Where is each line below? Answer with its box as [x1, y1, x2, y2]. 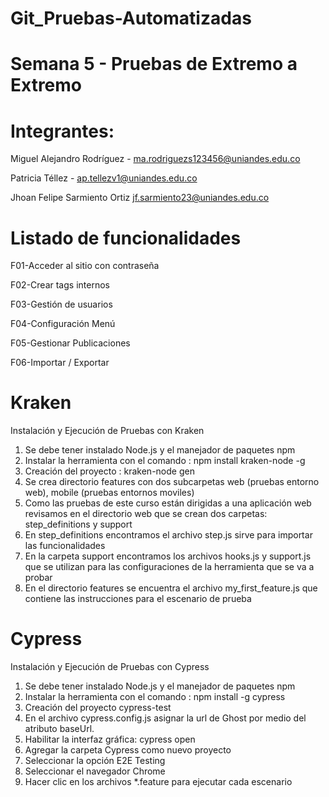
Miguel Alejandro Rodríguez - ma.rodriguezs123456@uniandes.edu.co [10, 153, 301, 165]
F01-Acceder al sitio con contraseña [10, 260, 160, 272]
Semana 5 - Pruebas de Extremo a [10, 53, 298, 76]
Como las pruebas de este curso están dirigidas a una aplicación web [24, 497, 312, 509]
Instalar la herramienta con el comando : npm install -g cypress [24, 691, 286, 703]
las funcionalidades [24, 540, 106, 552]
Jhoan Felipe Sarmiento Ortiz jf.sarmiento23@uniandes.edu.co [10, 192, 270, 204]
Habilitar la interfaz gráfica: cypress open [24, 733, 196, 746]
